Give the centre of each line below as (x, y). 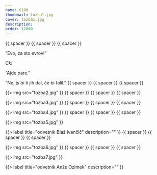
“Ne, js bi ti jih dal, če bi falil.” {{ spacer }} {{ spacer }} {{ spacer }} (74, 83)
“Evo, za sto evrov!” (26, 53)
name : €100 (17, 10)
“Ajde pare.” (18, 73)
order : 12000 (19, 29)
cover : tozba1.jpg (25, 19)
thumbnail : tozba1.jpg (29, 15)
